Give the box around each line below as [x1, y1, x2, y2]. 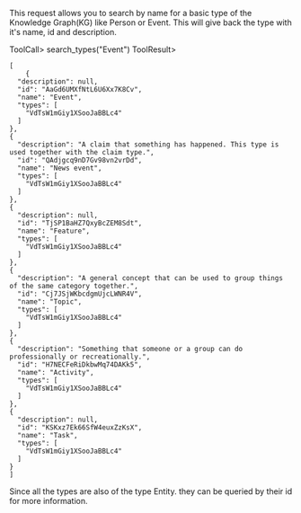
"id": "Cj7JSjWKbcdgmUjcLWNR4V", [17, 289, 143, 298]
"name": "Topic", [17, 297, 83, 306]
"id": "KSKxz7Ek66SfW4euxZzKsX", [17, 423, 143, 432]
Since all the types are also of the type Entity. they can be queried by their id [9, 486, 293, 497]
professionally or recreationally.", [9, 352, 151, 361]
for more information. [9, 496, 88, 506]
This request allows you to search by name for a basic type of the [9, 8, 252, 18]
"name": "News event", [17, 164, 102, 172]
